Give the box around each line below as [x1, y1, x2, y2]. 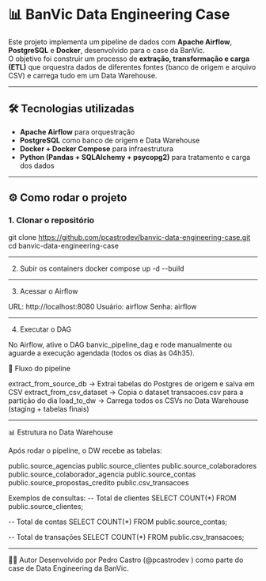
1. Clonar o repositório [8, 215, 95, 226]
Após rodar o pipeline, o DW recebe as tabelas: [8, 446, 162, 455]
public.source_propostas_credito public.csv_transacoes [8, 478, 189, 488]
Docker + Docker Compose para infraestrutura [19, 143, 174, 154]
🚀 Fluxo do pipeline [8, 364, 71, 374]
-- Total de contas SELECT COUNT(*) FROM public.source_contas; [8, 517, 228, 526]
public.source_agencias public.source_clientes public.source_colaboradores [8, 461, 257, 471]
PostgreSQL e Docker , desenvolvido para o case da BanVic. [8, 45, 206, 55]
